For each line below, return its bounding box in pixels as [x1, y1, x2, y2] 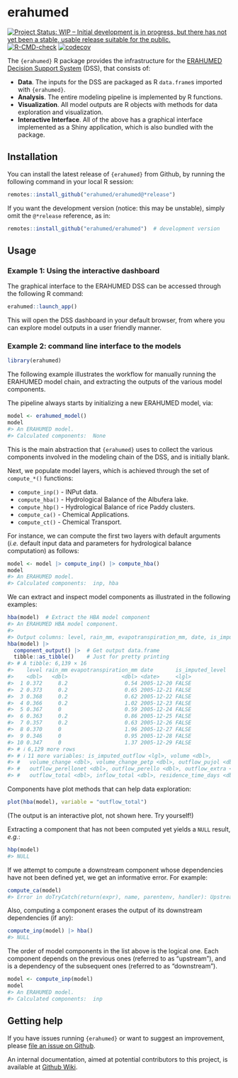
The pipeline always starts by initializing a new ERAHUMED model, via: [7, 399, 213, 407]
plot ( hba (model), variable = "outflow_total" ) [7, 798, 147, 806]
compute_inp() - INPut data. [17, 487, 98, 496]
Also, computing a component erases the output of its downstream [7, 906, 203, 914]
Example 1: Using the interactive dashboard [7, 266, 160, 276]
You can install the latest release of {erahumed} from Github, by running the [7, 169, 225, 178]
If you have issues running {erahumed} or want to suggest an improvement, [7, 1033, 225, 1042]
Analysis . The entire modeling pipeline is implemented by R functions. [17, 93, 223, 101]
